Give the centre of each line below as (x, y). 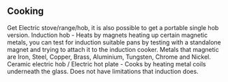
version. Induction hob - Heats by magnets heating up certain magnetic (108, 35)
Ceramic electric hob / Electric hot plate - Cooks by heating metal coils (106, 64)
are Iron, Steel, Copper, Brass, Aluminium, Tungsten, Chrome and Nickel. (109, 57)
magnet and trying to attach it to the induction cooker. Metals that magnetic (113, 49)
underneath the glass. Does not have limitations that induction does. (103, 71)
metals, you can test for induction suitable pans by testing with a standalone (114, 42)
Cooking (26, 11)
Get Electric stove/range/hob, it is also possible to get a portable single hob (113, 27)
